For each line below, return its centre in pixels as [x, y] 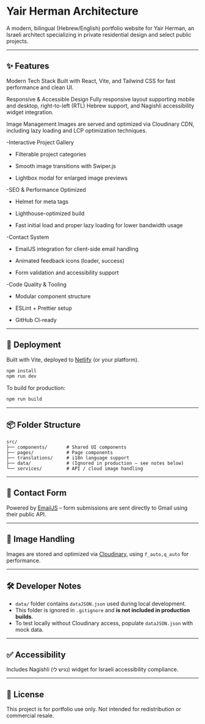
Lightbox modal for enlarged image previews [71, 178]
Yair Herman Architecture [72, 11]
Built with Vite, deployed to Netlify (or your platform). [73, 359]
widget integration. [30, 112]
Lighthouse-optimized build [50, 213]
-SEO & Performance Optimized [46, 189]
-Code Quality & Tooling [37, 284]
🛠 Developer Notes [44, 586]
